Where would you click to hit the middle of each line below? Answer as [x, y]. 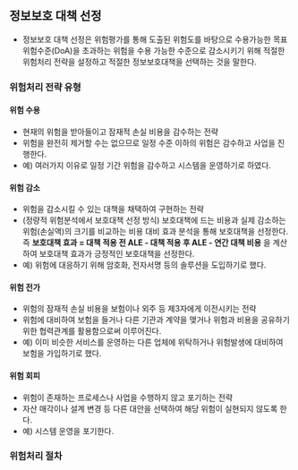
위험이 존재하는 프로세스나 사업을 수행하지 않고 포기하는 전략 [128, 397]
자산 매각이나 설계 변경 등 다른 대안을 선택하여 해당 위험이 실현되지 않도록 [150, 408]
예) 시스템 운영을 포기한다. [68, 431]
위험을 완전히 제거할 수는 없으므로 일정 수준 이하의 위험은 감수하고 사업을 [149, 142]
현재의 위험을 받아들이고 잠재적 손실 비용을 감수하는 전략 [120, 132]
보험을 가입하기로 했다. [62, 354]
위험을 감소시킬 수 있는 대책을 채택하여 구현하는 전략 [113, 209]
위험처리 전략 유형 [46, 87]
